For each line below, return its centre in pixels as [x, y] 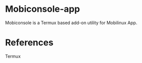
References [29, 43]
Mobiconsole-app [43, 9]
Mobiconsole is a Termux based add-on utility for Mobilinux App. [71, 23]
